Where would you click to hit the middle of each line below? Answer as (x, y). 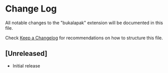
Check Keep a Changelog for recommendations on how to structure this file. (84, 38)
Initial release (26, 65)
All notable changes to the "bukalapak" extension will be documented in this (84, 23)
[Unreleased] (26, 54)
